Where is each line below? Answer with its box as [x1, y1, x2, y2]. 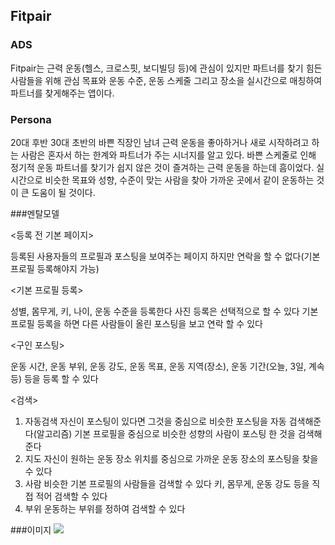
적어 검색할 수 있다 [35, 490, 108, 502]
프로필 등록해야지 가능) [10, 262, 100, 274]
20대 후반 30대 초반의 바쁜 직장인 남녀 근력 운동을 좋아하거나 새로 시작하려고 [10, 136, 310, 148]
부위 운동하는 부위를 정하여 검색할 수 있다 [24, 502, 186, 514]
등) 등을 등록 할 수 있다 [10, 372, 99, 384]
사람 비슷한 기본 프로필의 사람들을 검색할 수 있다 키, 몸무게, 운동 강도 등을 [24, 477, 310, 489]
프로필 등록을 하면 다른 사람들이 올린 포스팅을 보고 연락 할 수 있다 [10, 317, 263, 329]
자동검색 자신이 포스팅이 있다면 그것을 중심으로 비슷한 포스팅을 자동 [24, 415, 287, 427]
